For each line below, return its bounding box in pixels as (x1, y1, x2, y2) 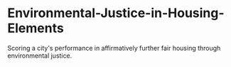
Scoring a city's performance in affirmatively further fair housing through (7, 43, 221, 52)
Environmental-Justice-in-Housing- (7, 5, 225, 21)
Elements (7, 20, 64, 36)
